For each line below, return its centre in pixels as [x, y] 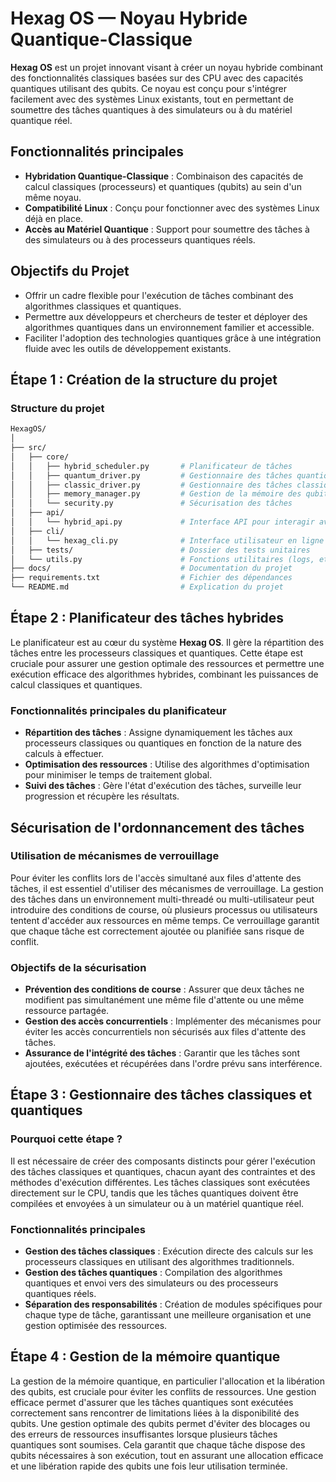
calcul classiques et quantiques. [76, 684]
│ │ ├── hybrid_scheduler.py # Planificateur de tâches [151, 466]
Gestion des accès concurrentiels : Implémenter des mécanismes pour [173, 1021]
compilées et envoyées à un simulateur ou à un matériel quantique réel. [157, 1203]
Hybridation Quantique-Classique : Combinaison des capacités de [164, 176]
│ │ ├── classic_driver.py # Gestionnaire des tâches [151, 485]
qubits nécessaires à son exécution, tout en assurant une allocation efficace [167, 1455]
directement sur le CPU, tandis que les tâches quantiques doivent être [154, 1193]
